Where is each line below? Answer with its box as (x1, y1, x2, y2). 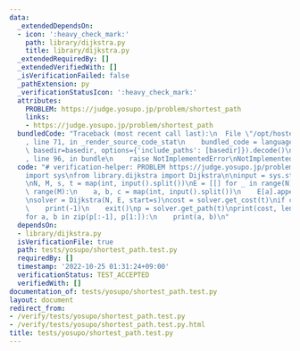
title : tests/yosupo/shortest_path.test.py (9, 329, 174, 338)
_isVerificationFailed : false (17, 71, 129, 80)
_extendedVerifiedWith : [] (17, 63, 118, 72)
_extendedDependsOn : (17, 21, 94, 30)
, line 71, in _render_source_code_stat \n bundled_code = (25, 138, 257, 146)
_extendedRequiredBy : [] (17, 54, 110, 63)
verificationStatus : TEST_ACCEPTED (17, 271, 150, 280)
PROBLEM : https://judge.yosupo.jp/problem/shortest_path (25, 104, 242, 113)
